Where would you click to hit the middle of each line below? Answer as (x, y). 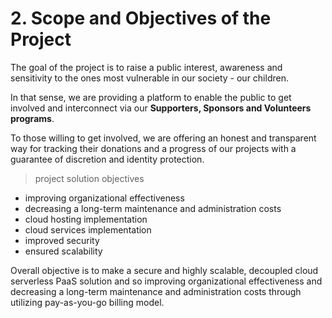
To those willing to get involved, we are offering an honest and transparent (163, 138)
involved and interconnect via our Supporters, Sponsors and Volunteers (161, 108)
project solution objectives (89, 178)
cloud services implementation (88, 229)
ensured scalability (63, 251)
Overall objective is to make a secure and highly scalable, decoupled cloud (164, 270)
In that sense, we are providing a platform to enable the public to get (151, 97)
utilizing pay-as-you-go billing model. (87, 302)
